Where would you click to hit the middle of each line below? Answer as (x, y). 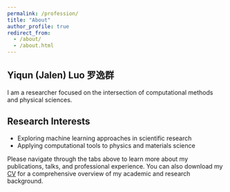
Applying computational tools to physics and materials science (106, 145)
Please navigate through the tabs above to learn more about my (98, 159)
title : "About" (29, 20)
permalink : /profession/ (43, 13)
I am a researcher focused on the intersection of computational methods (110, 92)
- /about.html (33, 46)
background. (25, 181)
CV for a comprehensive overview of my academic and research (99, 173)
